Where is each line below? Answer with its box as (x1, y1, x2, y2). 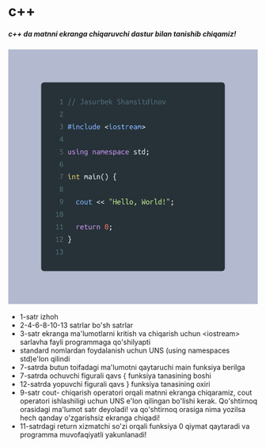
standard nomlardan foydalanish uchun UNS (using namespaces (19, 346, 230, 355)
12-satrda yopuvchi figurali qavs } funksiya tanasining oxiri (19, 379, 211, 388)
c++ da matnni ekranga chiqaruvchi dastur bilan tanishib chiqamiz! (8, 29, 237, 38)
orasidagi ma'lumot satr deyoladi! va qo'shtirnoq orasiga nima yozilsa (19, 404, 246, 414)
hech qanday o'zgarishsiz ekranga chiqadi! (19, 413, 161, 422)
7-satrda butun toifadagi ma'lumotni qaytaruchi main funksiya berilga (19, 362, 245, 372)
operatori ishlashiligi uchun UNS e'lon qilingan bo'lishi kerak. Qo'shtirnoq (19, 395, 257, 406)
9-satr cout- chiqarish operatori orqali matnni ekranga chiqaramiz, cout (19, 388, 253, 397)
